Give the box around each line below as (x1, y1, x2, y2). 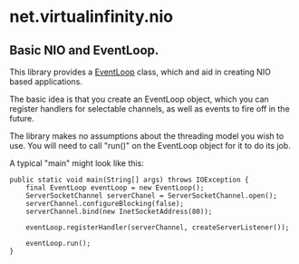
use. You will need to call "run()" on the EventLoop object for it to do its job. (9, 141, 292, 151)
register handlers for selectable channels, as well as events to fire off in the (9, 103, 290, 114)
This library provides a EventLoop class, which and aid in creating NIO (9, 66, 272, 77)
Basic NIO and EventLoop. (9, 43, 159, 58)
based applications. (9, 76, 83, 87)
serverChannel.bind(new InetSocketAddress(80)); (25, 207, 213, 216)
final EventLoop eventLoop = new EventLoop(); (25, 183, 205, 192)
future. (9, 113, 34, 123)
